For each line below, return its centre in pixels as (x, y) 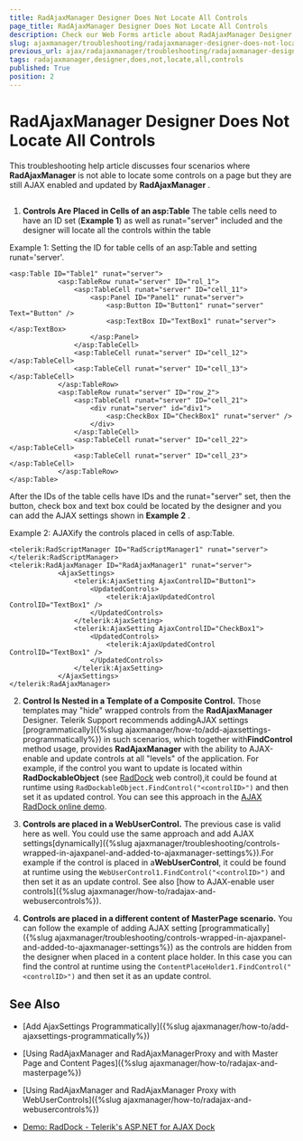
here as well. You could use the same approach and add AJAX (138, 834)
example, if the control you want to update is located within (132, 769)
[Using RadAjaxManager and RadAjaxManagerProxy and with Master (150, 1053)
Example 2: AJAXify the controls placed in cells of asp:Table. (122, 533)
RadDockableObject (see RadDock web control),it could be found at (150, 778)
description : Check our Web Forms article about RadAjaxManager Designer (151, 34)
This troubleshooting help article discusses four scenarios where (130, 165)
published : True (40, 69)
